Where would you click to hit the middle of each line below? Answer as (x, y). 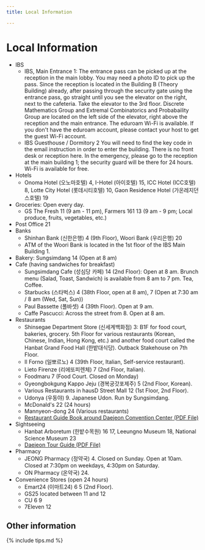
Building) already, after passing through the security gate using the (108, 91)
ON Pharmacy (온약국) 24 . (57, 472)
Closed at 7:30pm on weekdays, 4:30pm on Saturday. (92, 465)
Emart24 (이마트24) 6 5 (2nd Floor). (69, 486)
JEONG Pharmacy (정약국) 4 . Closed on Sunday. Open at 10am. (103, 458)
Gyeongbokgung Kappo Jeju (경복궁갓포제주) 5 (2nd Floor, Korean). (108, 384)
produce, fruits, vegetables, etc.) (65, 217)
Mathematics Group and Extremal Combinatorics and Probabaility (106, 110)
